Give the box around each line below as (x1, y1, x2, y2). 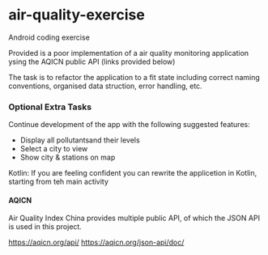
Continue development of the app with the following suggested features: (8, 120, 250, 130)
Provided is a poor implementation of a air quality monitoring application (8, 48, 249, 57)
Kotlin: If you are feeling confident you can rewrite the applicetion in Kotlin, (8, 168, 257, 178)
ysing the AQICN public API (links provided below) (8, 57, 176, 66)
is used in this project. (8, 222, 83, 232)
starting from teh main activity (8, 176, 109, 187)
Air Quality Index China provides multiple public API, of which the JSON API (8, 213, 261, 223)
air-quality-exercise (8, 6, 146, 24)
